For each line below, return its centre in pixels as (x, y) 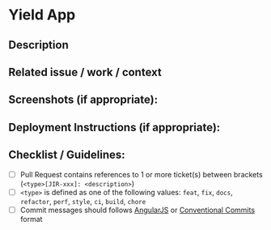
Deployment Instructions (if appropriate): (114, 127)
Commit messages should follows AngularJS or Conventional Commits (138, 210)
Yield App (42, 15)
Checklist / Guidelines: (67, 155)
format (31, 219)
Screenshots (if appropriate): (83, 100)
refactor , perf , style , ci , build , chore (83, 201)
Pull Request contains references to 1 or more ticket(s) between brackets (141, 174)
